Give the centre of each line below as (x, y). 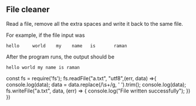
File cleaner (28, 10)
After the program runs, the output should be (60, 57)
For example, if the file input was (45, 35)
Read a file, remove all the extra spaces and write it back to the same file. (95, 23)
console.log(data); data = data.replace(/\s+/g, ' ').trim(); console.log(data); (96, 84)
